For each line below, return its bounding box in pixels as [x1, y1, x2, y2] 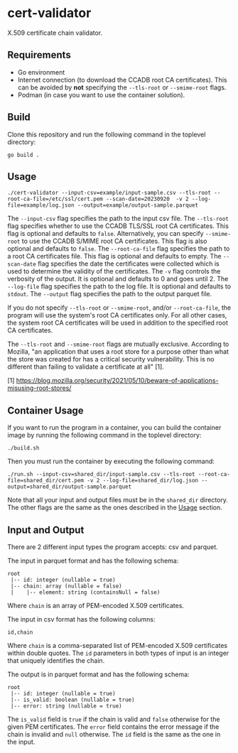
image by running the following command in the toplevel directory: [7, 431, 202, 440]
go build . [7, 151, 40, 158]
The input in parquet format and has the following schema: [7, 556, 179, 565]
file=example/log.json [7, 202, 75, 209]
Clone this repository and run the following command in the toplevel [7, 130, 206, 139]
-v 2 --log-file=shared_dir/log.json [86, 477, 199, 484]
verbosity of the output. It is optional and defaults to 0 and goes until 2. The [7, 275, 229, 283]
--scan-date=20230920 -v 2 [105, 195, 190, 203]
